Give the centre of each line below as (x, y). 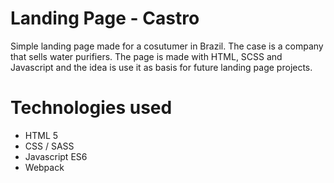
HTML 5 (41, 135)
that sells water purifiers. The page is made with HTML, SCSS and (146, 56)
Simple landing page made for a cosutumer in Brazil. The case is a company (167, 46)
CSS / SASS (49, 146)
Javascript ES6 (56, 156)
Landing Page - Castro (105, 18)
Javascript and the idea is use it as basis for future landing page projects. (161, 67)
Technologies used (91, 108)
